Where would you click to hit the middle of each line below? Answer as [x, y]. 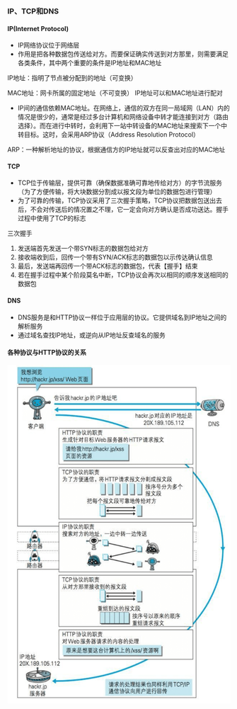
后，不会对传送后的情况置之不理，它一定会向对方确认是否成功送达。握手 [123, 210]
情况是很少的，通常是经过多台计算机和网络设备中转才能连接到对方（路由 [123, 117]
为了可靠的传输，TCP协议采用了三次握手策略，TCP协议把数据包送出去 [120, 200]
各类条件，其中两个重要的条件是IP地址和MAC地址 [89, 63]
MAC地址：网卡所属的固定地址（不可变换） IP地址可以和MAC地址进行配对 [115, 93]
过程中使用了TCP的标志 [52, 218]
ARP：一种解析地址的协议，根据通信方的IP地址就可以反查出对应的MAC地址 [116, 149]
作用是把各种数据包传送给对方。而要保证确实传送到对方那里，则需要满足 [123, 54]
